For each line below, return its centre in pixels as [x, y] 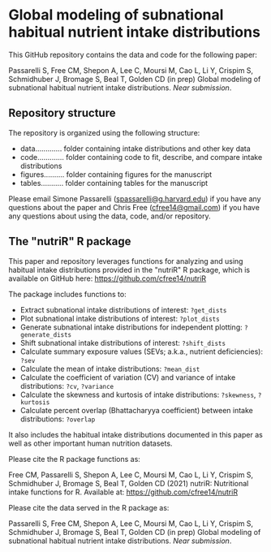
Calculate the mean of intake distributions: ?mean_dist [110, 369]
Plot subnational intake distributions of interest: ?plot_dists [120, 318]
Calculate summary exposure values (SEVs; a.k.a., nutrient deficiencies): [142, 351]
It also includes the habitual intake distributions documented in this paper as [136, 434]
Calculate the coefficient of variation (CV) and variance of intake [128, 377]
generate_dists [46, 334]
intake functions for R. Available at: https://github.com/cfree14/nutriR [123, 492]
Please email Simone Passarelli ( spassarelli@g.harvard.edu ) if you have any [135, 198]
